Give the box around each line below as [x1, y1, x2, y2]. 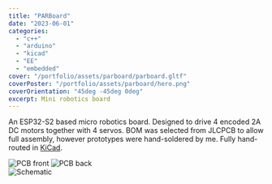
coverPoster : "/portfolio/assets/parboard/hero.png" [8, 79, 191, 88]
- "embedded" [15, 65, 60, 73]
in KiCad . [32, 143, 63, 152]
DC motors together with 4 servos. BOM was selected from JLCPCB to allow [8, 126, 264, 135]
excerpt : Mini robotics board [8, 95, 111, 103]
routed [8, 143, 31, 152]
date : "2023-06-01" [8, 19, 75, 28]
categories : [8, 27, 49, 35]
